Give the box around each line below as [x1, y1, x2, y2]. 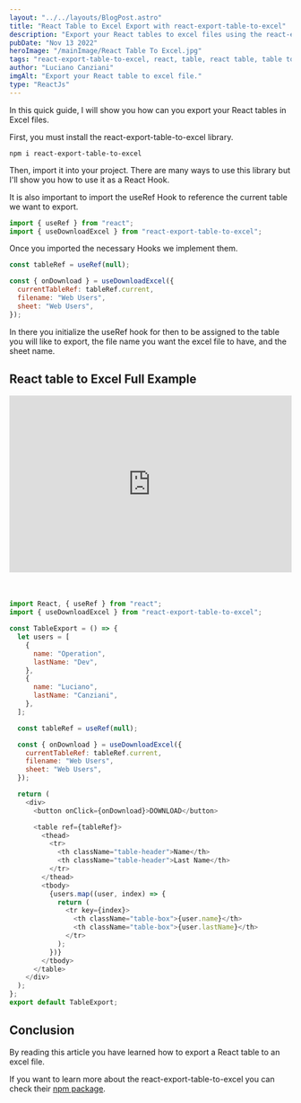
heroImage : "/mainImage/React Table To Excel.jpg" [9, 47, 202, 56]
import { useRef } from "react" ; [9, 218, 134, 227]
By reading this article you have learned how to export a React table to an [9, 1046, 280, 1057]
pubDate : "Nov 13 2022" [9, 38, 99, 48]
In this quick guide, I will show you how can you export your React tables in [9, 104, 287, 115]
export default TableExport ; [9, 998, 118, 1007]
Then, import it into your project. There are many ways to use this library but [9, 164, 291, 175]
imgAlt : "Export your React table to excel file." [9, 72, 202, 81]
